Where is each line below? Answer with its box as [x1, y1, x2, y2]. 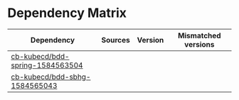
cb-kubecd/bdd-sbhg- [11, 72, 91, 82]
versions [184, 39, 215, 49]
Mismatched [177, 30, 222, 40]
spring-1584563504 [11, 60, 83, 70]
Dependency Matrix [7, 5, 127, 21]
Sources [101, 35, 130, 45]
